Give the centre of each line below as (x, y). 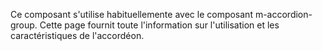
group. (24, 25)
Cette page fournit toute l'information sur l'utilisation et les (159, 25)
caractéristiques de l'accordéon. (77, 35)
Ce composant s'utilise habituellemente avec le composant (131, 14)
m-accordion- (283, 14)
